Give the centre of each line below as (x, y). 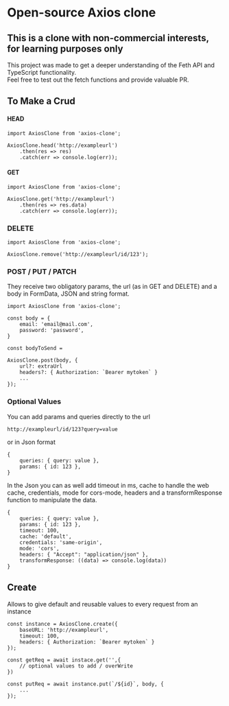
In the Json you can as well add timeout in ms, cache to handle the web (108, 485)
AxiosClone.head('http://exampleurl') (62, 145)
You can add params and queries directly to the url (79, 416)
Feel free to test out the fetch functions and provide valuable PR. (98, 80)
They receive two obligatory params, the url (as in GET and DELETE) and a (112, 287)
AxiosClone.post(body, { (43, 361)
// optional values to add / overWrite (76, 666)
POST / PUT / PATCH (42, 272)
